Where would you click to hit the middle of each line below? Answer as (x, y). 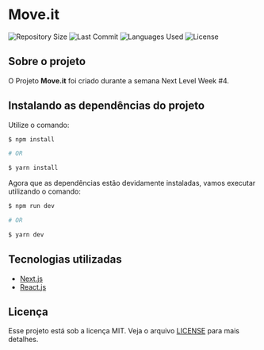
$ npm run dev (32, 206)
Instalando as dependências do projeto (106, 106)
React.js (33, 287)
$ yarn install (33, 168)
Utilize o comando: (39, 125)
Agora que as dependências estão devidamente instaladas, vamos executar (132, 183)
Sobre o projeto (47, 62)
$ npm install (32, 139)
